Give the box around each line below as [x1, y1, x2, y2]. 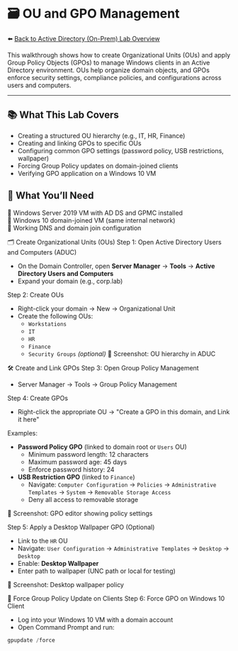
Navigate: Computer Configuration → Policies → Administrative [28, 480, 217, 489]
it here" [17, 415, 40, 423]
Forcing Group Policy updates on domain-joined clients [17, 161, 178, 170]
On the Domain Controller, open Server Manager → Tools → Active [17, 262, 215, 270]
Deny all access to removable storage [28, 495, 139, 503]
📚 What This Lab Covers [7, 109, 119, 121]
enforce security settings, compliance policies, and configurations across [7, 73, 222, 82]
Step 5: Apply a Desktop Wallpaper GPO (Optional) [7, 523, 155, 531]
